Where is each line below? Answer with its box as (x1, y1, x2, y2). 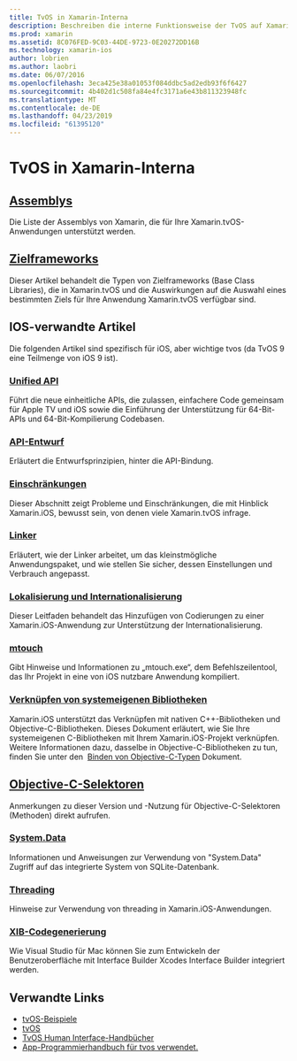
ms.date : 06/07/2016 (9, 71, 86, 80)
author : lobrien (9, 54, 69, 63)
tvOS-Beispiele (21, 1014, 78, 1025)
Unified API (9, 374, 59, 387)
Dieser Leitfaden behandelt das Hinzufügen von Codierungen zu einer (9, 611, 265, 621)
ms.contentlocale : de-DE (9, 104, 101, 112)
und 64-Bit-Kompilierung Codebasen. (27, 413, 165, 424)
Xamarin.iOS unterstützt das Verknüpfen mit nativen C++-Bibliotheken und (9, 713, 281, 724)
